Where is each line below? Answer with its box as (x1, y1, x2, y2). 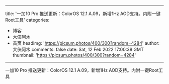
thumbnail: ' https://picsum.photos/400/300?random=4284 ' (12, 52, 136, 58)
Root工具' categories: (5, 17, 50, 23)
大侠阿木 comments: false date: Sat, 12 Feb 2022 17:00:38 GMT (12, 46, 144, 52)
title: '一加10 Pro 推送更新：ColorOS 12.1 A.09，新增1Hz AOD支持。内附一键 (5, 11, 161, 17)
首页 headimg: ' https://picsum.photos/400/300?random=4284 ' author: (12, 40, 160, 46)
